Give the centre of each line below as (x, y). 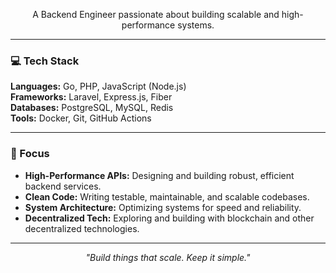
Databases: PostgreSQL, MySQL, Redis (92, 108)
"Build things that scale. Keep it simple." (168, 257)
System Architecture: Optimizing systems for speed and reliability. (163, 207)
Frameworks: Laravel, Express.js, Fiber (91, 97)
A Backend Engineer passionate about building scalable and (156, 14)
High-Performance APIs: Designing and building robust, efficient (159, 175)
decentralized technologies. (82, 228)
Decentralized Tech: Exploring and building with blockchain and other (169, 218)
